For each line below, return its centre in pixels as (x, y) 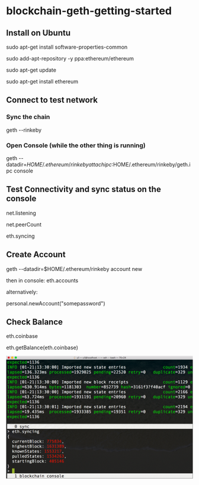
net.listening (21, 213)
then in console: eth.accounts (42, 280)
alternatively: (22, 292)
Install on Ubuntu (38, 33)
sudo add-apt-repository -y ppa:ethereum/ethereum (70, 58)
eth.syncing (20, 236)
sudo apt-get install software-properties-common (67, 47)
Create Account (36, 255)
